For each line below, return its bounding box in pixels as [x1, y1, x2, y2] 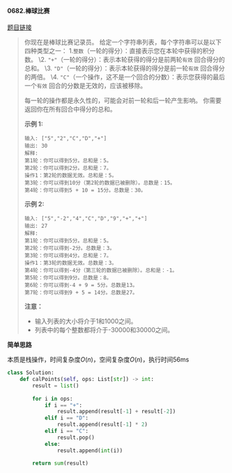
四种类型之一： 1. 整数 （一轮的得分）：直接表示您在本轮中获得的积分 [24, 47, 215, 55]
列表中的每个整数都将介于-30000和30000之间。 [34, 326, 174, 334]
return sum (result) [32, 460, 89, 467]
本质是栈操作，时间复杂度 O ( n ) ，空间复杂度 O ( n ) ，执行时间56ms [7, 355, 190, 364]
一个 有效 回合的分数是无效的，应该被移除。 [24, 82, 147, 90]
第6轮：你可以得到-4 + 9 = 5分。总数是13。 [24, 282, 138, 289]
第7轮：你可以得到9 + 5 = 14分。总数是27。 [24, 289, 138, 296]
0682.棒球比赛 [7, 6, 50, 15]
